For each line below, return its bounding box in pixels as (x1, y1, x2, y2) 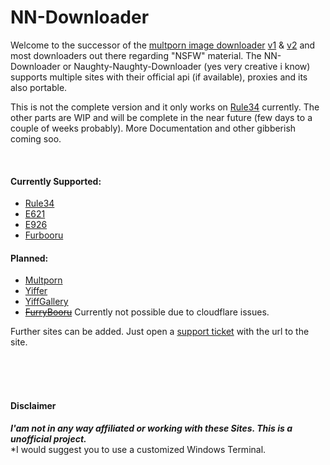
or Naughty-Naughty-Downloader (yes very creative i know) (62, 60, 311, 72)
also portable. (10, 81, 68, 93)
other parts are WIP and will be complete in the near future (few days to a (10, 111, 313, 123)
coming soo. (10, 132, 62, 145)
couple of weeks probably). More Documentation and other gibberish (10, 122, 297, 134)
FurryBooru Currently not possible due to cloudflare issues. (24, 306, 270, 318)
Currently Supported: (10, 175, 102, 187)
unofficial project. (10, 432, 87, 445)
